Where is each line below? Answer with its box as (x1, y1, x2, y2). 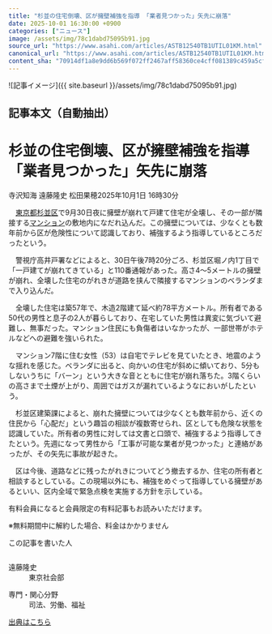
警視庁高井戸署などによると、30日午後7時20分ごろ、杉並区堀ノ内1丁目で (15, 255, 260, 265)
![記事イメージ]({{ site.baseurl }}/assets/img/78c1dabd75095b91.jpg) (8, 80, 237, 90)
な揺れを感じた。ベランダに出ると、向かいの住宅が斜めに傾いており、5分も (8, 361, 261, 371)
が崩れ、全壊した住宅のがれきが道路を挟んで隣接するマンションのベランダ (8, 276, 257, 285)
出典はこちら (8, 617, 51, 627)
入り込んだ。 (15, 285, 58, 296)
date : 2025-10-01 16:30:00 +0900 (8, 19, 121, 28)
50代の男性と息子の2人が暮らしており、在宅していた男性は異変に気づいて (8, 313, 255, 323)
